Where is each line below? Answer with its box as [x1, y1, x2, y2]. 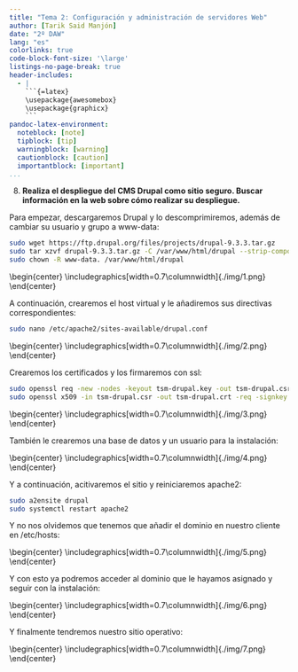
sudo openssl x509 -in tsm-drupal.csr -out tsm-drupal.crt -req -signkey [9, 392, 288, 402]
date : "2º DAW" [9, 29, 66, 38]
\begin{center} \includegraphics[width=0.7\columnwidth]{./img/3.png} [9, 409, 268, 419]
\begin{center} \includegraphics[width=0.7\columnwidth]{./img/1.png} [9, 271, 266, 282]
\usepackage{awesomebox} [25, 95, 117, 105]
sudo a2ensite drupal [9, 496, 90, 505]
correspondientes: [9, 308, 77, 317]
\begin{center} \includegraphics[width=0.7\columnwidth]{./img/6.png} [9, 600, 268, 611]
